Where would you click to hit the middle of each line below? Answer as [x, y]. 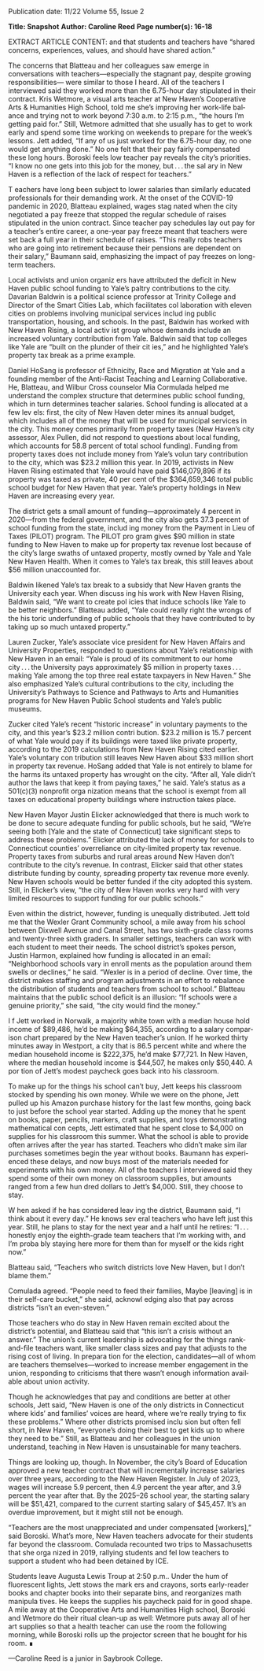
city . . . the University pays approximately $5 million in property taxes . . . [125, 667]
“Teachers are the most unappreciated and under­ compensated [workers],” [130, 1527]
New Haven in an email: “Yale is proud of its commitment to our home [121, 659]
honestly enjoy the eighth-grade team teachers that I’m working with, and [127, 1235]
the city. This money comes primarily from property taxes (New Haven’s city [131, 429]
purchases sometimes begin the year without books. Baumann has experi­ [128, 1153]
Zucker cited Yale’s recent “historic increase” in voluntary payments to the [128, 724]
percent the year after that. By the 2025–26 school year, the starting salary [129, 1495]
